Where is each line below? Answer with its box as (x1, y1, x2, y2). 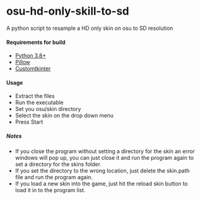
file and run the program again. (15, 174, 93, 181)
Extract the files (15, 93, 55, 100)
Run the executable (15, 99, 64, 106)
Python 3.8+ (15, 52, 47, 59)
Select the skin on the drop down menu (15, 112, 114, 120)
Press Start (15, 118, 44, 126)
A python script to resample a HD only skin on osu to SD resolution (6, 24, 173, 32)
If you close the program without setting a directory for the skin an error (15, 148, 196, 155)
